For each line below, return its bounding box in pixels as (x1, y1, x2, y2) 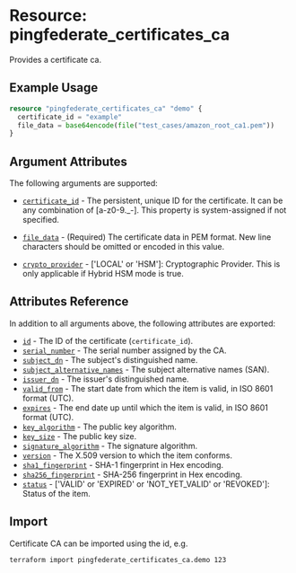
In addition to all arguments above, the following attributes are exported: (9, 318, 276, 329)
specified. (22, 215, 60, 225)
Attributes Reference (9, 294, 129, 310)
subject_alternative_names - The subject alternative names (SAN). (22, 364, 270, 375)
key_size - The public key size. (22, 430, 137, 441)
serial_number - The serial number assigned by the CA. (22, 345, 227, 356)
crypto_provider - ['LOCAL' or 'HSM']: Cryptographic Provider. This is (22, 259, 281, 269)
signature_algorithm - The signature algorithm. (22, 440, 198, 451)
